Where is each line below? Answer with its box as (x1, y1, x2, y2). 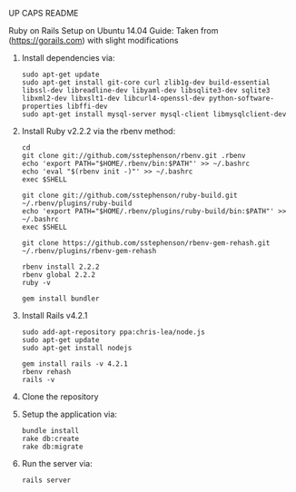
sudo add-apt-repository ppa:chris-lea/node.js (21, 328, 205, 337)
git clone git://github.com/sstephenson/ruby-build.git (21, 191, 238, 200)
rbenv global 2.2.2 (21, 271, 96, 280)
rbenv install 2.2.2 (21, 262, 100, 271)
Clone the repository (21, 391, 99, 402)
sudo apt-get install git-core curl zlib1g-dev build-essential (21, 78, 271, 87)
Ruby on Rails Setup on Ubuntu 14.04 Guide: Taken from (8, 25, 219, 35)
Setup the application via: (21, 408, 117, 419)
